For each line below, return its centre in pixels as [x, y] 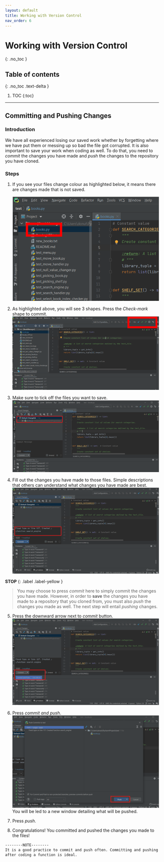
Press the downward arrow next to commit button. [62, 616]
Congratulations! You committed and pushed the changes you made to [83, 830]
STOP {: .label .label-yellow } [34, 581]
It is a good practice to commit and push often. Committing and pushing [82, 850]
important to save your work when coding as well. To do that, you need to [79, 150]
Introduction [20, 130]
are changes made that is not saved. [49, 190]
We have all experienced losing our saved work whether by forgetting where [82, 140]
